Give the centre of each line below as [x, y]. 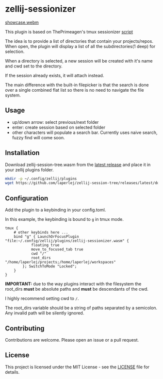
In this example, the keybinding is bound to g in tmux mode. [64, 219]
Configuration [27, 198]
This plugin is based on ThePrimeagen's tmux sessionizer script [69, 32]
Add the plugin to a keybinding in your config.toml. [56, 210]
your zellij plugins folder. [30, 170]
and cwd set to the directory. [34, 66]
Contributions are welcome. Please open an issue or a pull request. [72, 340]
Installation [22, 153]
